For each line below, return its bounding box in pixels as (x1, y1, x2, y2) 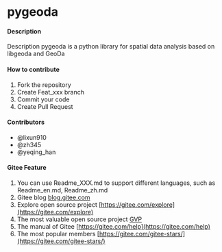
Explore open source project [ (16, 201, 101, 209)
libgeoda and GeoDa (7, 49, 65, 58)
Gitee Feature (7, 164, 47, 172)
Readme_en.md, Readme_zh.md (16, 186, 108, 194)
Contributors (7, 118, 45, 127)
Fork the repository (16, 80, 72, 89)
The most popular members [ (16, 230, 100, 238)
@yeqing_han (16, 148, 56, 156)
